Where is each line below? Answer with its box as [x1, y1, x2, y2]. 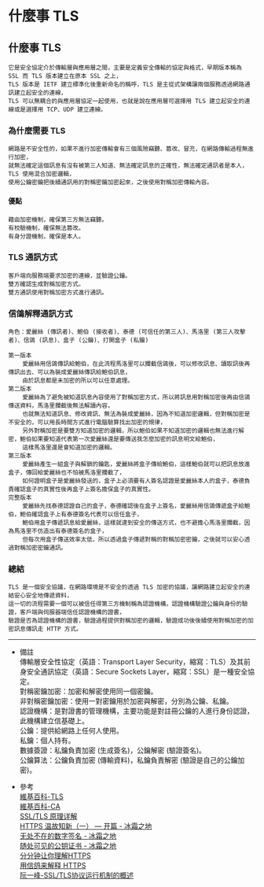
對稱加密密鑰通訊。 [13, 544, 67, 552]
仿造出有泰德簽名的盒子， [37, 527, 108, 535]
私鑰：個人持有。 [19, 736, 75, 745]
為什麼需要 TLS [8, 125, 66, 136]
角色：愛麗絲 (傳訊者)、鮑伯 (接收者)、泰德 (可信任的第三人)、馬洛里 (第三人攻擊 [8, 328, 246, 336]
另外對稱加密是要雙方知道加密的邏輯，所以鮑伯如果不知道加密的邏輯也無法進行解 [22, 427, 245, 435]
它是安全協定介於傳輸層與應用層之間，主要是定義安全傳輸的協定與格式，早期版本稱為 [8, 64, 242, 72]
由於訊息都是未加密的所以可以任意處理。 [22, 377, 134, 385]
